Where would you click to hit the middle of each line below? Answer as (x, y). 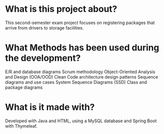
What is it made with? (50, 107)
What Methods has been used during (82, 48)
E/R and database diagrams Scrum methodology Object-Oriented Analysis (80, 72)
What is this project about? (61, 9)
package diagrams (24, 87)
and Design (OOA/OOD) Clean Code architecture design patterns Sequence (82, 77)
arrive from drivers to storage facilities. (44, 27)
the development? (43, 58)
